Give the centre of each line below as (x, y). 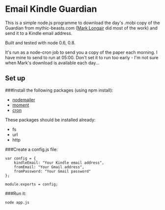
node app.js (17, 202)
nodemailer (24, 100)
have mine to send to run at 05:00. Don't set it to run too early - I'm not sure (82, 57)
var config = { (21, 158)
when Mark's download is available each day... (52, 63)
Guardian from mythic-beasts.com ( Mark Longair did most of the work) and (82, 28)
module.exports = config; (31, 184)
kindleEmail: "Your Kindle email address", (59, 163)
